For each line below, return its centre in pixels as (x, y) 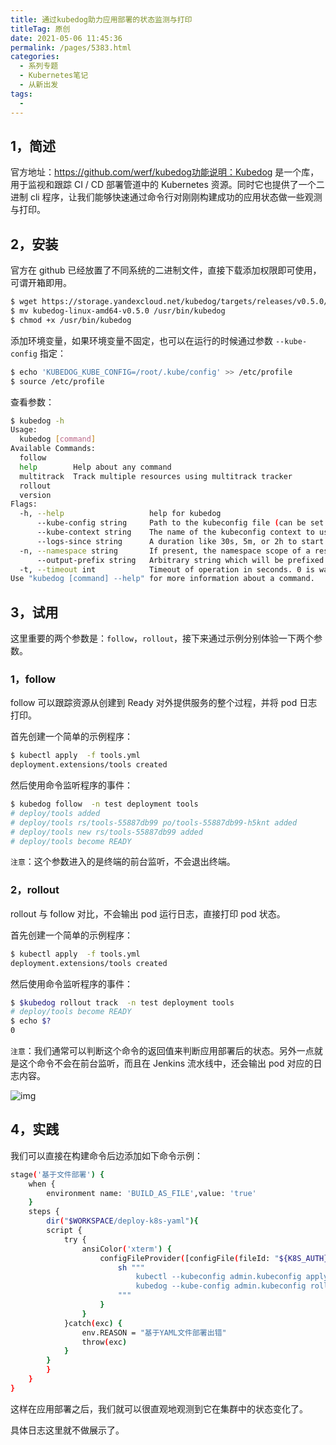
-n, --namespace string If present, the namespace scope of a (165, 551)
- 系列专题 (39, 66)
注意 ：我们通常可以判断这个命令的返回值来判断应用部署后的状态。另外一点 (162, 1051)
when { (42, 1184)
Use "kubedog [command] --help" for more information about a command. (162, 579)
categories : (35, 57)
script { (64, 1231)
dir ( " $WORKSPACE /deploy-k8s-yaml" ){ (122, 1221)
